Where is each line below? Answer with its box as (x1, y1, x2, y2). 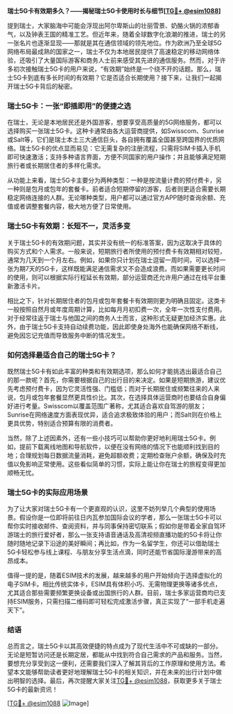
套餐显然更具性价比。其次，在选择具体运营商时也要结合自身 (49, 393, 220, 401)
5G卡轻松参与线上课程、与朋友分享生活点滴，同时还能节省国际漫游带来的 (7, 548, 216, 557)
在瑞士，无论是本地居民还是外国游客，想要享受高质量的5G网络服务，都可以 (7, 118, 222, 127)
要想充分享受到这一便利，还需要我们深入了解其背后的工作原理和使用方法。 (7, 659, 220, 668)
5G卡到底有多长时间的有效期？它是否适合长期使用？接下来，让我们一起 (12, 73, 216, 82)
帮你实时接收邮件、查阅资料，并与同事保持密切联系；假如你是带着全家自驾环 (7, 522, 226, 530)
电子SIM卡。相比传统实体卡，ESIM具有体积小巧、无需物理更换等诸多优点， (7, 580, 222, 589)
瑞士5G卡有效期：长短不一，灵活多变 (7, 221, 131, 231)
